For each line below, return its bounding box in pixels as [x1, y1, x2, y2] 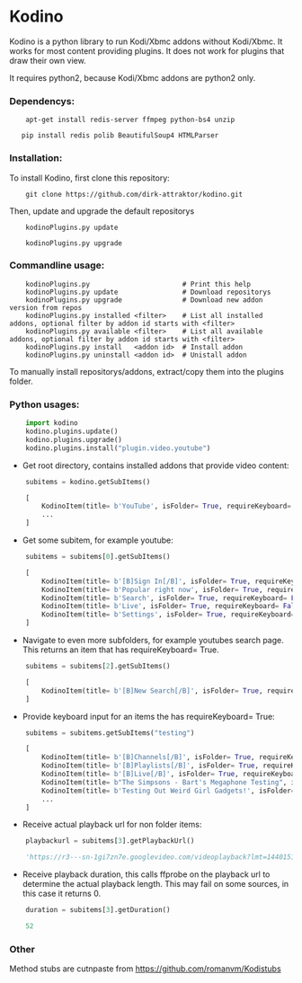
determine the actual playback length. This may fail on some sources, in [22, 879, 289, 890]
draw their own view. [9, 55, 87, 66]
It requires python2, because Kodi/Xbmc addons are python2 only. [9, 72, 256, 83]
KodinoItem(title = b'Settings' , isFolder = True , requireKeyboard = [41, 610, 296, 619]
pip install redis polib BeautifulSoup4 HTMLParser [21, 131, 219, 140]
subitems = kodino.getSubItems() [25, 477, 151, 486]
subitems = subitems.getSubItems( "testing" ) [25, 728, 195, 738]
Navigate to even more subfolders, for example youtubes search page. [22, 635, 285, 645]
